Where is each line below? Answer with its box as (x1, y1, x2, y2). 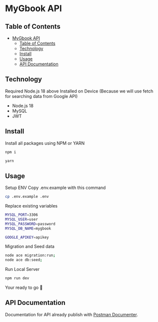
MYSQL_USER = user (5, 217, 38, 222)
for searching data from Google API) (5, 93, 78, 99)
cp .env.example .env (5, 194, 49, 199)
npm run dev (5, 276, 29, 281)
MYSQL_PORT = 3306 (5, 212, 38, 217)
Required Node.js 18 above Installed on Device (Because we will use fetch (5, 88, 154, 94)
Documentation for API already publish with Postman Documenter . (5, 311, 138, 317)
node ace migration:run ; (5, 253, 56, 258)
